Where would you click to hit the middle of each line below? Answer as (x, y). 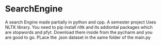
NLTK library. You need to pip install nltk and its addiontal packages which (79, 27)
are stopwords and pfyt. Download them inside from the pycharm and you (79, 32)
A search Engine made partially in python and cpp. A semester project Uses (81, 22)
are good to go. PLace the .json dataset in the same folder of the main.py (78, 37)
